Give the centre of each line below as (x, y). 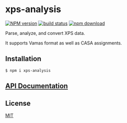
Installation (23, 59)
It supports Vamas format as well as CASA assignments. (64, 43)
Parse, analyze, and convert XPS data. (45, 33)
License (18, 103)
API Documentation (37, 86)
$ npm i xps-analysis (28, 70)
